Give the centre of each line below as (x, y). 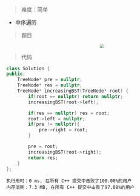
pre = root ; (43, 147)
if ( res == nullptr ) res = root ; (69, 113)
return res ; (43, 158)
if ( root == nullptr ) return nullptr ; (75, 96)
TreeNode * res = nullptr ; (50, 85)
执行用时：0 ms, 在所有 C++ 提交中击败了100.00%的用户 (69, 181)
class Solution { (28, 68)
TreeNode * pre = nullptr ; (50, 80)
